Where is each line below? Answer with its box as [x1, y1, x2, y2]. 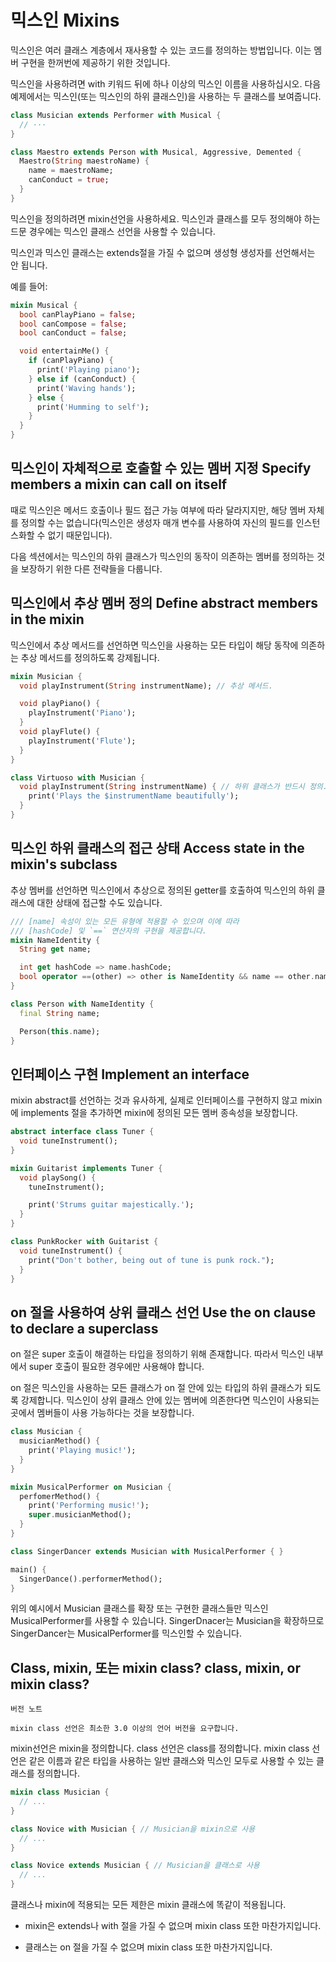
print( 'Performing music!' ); [28, 1501, 150, 1511]
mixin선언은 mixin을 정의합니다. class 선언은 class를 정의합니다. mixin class [10, 1742, 310, 1755]
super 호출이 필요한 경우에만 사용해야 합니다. [28, 1361, 205, 1373]
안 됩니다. [10, 259, 48, 271]
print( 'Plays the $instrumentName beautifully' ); [28, 791, 240, 801]
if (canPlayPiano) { [28, 356, 114, 366]
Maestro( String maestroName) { [19, 156, 150, 166]
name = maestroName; [28, 166, 114, 176]
